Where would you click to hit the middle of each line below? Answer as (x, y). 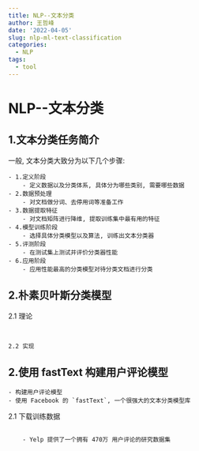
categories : (28, 45)
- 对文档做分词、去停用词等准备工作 (73, 202)
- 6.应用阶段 (27, 261)
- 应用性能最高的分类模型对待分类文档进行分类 (88, 269)
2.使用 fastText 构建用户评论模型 (88, 372)
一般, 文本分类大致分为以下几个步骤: (67, 160)
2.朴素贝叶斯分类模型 (60, 296)
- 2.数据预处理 (30, 194)
